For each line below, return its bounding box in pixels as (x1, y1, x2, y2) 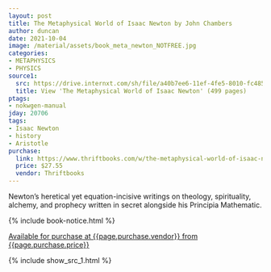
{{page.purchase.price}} (8, 240, 90, 249)
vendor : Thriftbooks (15, 169, 85, 178)
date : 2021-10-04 (8, 34, 67, 43)
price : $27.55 (15, 162, 63, 170)
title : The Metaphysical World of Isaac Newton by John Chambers (8, 19, 232, 27)
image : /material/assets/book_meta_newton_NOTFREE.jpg (8, 42, 197, 50)
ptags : (8, 94, 31, 103)
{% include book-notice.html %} (8, 216, 115, 225)
